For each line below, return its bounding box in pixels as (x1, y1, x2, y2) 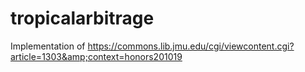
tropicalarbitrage (10, 7, 155, 30)
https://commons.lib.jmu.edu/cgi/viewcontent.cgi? (87, 40, 295, 52)
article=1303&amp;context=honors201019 (10, 50, 183, 62)
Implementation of (10, 40, 86, 52)
